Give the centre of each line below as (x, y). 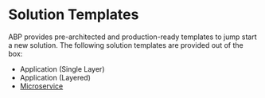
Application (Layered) (55, 77)
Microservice (41, 86)
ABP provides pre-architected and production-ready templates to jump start (132, 37)
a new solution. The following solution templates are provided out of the (126, 45)
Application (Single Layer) (62, 69)
